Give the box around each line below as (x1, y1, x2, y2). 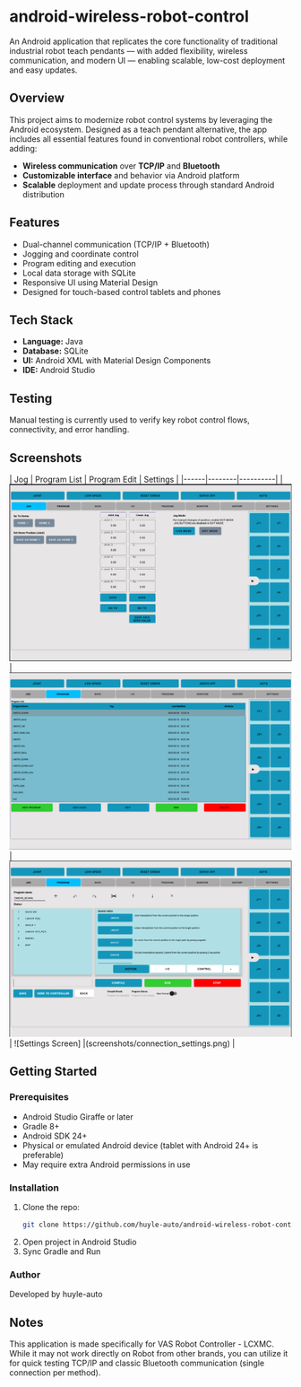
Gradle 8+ (21, 1121, 60, 1131)
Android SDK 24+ (21, 1130, 88, 1141)
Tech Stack (9, 312, 73, 327)
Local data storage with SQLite (21, 267, 136, 278)
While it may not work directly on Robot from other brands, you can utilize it (9, 1348, 288, 1358)
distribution (21, 188, 65, 199)
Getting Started (9, 1064, 98, 1079)
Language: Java (21, 336, 83, 347)
